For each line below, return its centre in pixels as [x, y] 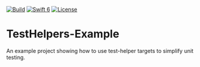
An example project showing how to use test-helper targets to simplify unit [100, 51]
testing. [16, 57]
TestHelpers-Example [63, 34]
